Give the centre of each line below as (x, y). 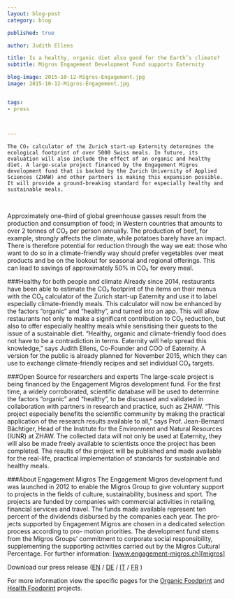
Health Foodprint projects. (45, 588)
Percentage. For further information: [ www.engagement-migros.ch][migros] (116, 554)
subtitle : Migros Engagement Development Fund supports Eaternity (106, 65)
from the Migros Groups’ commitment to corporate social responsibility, (110, 538)
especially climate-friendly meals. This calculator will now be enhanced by (115, 303)
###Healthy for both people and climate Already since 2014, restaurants (111, 281)
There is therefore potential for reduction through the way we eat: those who (117, 245)
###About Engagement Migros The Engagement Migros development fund (115, 479)
